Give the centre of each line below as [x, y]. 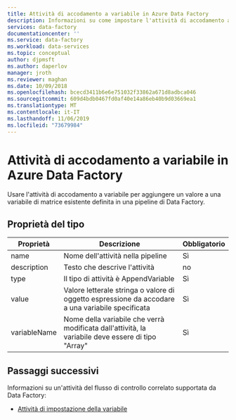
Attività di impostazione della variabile [72, 409]
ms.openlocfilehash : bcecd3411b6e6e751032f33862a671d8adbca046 [102, 92]
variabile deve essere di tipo [110, 337]
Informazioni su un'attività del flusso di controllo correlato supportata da [112, 388]
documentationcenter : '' [44, 33]
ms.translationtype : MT [42, 106]
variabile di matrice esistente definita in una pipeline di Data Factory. [106, 202]
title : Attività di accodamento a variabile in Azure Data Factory [108, 14]
